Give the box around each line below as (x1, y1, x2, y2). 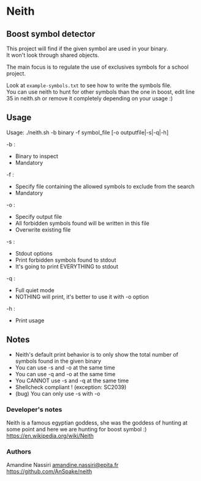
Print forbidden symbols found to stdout (15, 256, 116, 263)
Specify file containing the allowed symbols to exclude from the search (15, 183, 195, 190)
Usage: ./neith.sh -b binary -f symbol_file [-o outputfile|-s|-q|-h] (6, 129, 169, 136)
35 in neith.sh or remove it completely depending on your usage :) (6, 95, 173, 102)
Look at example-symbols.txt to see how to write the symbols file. (6, 81, 172, 89)
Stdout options (15, 249, 53, 257)
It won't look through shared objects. (6, 51, 99, 59)
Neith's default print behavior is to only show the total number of (15, 350, 179, 358)
